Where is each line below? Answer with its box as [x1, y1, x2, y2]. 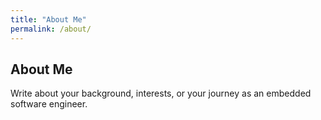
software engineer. [10, 98, 88, 110]
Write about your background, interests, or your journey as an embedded [10, 87, 312, 100]
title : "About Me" [10, 14, 87, 25]
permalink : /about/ [10, 24, 92, 34]
